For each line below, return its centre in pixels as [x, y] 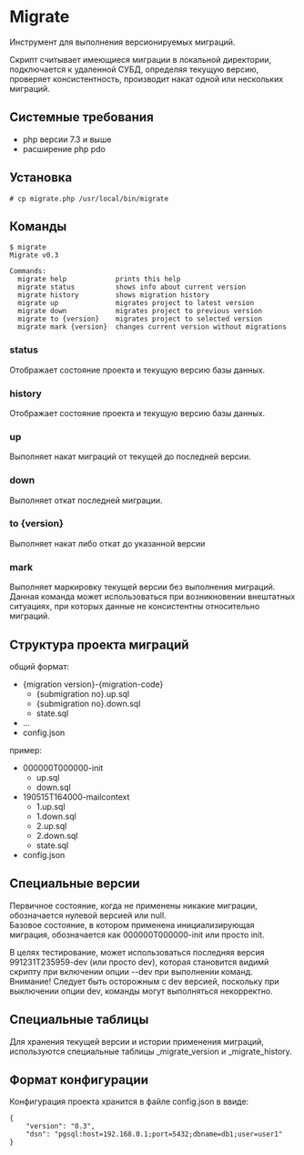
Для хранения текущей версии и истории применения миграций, [137, 1041]
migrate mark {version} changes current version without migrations [152, 327]
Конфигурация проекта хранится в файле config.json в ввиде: [129, 1102]
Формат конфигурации [79, 1080]
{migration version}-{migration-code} [93, 684]
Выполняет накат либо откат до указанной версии [107, 543]
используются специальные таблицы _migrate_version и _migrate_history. [151, 1051]
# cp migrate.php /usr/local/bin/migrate [89, 199]
